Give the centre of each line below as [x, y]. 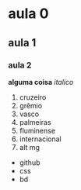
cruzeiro [33, 97]
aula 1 [22, 43]
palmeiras [35, 122]
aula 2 [20, 65]
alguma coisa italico [41, 82]
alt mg [30, 147]
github [30, 163]
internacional [40, 139]
